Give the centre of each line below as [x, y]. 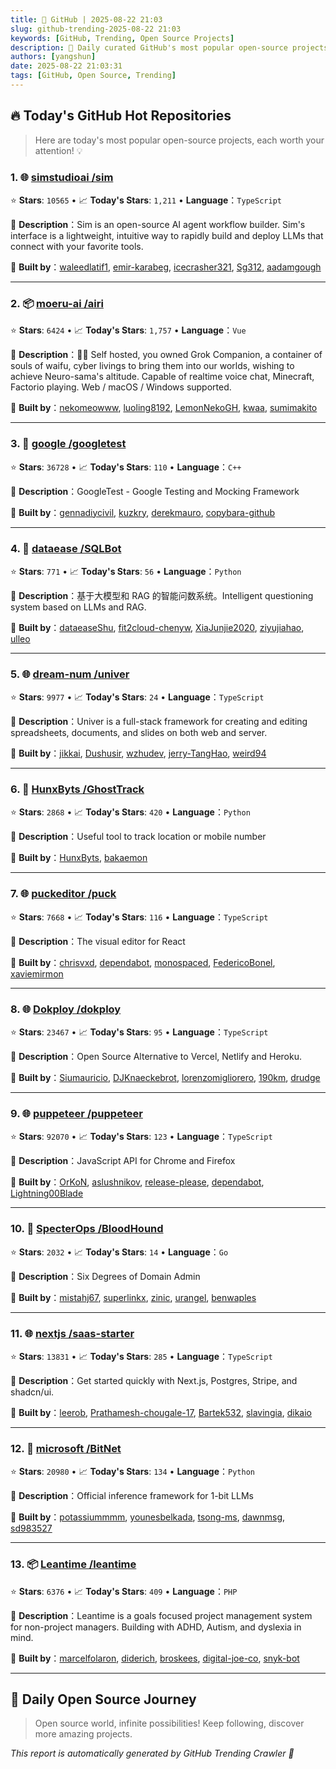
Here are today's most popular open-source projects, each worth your [179, 140]
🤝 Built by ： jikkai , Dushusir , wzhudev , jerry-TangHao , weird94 [138, 753]
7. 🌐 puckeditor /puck [63, 894]
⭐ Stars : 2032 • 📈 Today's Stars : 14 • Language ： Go [119, 1252]
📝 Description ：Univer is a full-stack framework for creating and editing [159, 722]
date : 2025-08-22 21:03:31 [66, 66]
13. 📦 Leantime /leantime [73, 1564]
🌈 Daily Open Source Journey [103, 1699]
